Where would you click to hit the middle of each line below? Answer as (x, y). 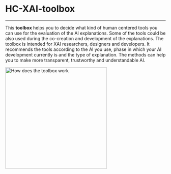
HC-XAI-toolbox (40, 9)
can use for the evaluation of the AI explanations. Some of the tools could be (85, 33)
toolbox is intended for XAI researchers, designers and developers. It (78, 44)
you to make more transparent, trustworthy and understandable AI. (75, 60)
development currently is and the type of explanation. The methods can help (85, 54)
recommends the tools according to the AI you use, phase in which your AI (83, 49)
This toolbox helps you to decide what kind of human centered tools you (81, 27)
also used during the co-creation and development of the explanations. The (84, 38)
